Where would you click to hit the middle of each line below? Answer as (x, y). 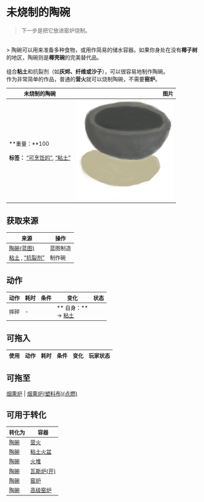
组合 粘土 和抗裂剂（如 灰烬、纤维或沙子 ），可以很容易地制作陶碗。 (87, 71)
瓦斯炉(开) (43, 471)
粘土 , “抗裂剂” (27, 258)
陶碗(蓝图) (22, 248)
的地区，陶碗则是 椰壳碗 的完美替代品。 (54, 57)
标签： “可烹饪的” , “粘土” (40, 158)
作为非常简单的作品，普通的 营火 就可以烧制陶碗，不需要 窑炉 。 (83, 79)
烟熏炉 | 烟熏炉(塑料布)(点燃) (42, 394)
